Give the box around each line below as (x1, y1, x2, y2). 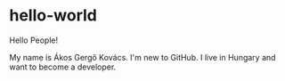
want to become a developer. (9, 61, 117, 72)
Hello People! (9, 35, 59, 45)
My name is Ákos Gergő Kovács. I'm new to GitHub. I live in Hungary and (9, 52, 276, 62)
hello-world (9, 5, 98, 26)
